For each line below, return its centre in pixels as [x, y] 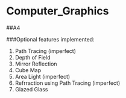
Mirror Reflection [36, 64]
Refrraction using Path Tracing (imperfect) [68, 83]
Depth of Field [33, 57]
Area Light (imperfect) [43, 76]
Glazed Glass [31, 89]
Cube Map [28, 70]
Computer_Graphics [58, 11]
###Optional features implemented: [50, 39]
